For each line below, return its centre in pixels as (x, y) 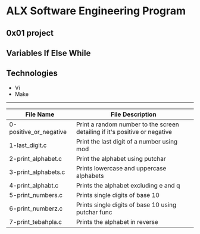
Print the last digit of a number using (127, 141)
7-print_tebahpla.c (36, 221)
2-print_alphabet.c (36, 158)
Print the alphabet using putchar (121, 158)
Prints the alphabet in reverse (118, 221)
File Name (40, 114)
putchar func (94, 212)
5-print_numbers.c (36, 195)
